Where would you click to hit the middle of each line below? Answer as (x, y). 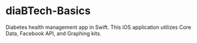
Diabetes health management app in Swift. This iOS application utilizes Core (98, 27)
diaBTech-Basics (48, 11)
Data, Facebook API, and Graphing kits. (53, 33)
